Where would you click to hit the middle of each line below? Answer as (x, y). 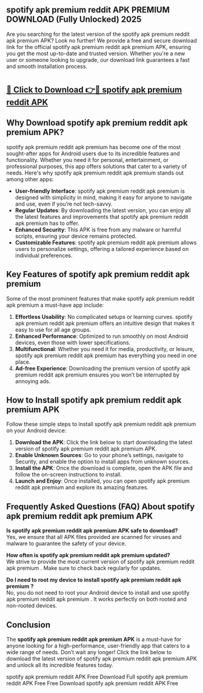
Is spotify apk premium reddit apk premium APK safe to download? (92, 531)
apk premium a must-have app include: (55, 305)
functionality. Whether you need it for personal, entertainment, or (88, 159)
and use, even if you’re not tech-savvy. (64, 204)
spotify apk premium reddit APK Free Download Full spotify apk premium (97, 677)
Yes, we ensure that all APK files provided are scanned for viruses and (94, 537)
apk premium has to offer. (47, 223)
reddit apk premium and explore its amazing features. (82, 487)
